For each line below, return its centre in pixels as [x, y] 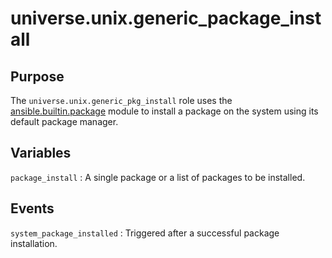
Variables [41, 153]
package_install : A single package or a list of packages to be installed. [158, 177]
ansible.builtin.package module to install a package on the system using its [164, 111]
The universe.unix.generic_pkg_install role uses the [121, 100]
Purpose [37, 76]
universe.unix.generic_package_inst [166, 18]
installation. [34, 243]
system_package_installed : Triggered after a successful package [145, 233]
